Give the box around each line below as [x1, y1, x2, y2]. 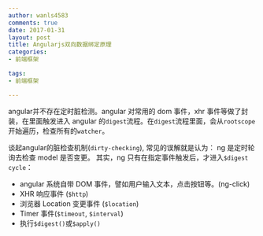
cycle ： [8, 162, 33, 171]
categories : [8, 48, 47, 56]
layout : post [8, 33, 51, 42]
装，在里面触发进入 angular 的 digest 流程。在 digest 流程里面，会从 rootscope [8, 116, 256, 126]
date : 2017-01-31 [8, 26, 65, 34]
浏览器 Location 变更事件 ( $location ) [19, 198, 139, 208]
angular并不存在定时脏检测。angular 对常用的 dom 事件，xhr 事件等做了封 [8, 106, 249, 116]
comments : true [8, 19, 58, 27]
